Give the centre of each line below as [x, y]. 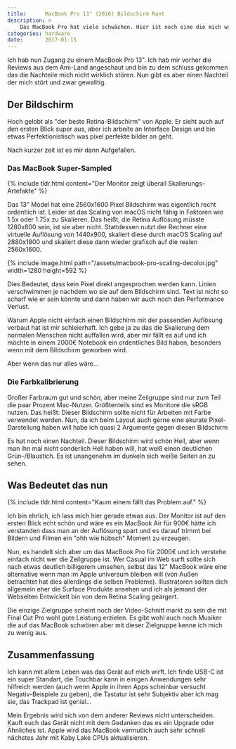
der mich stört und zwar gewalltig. [57, 82]
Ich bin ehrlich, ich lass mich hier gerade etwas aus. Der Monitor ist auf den [117, 516]
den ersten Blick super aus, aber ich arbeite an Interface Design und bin [111, 129]
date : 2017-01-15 [42, 40]
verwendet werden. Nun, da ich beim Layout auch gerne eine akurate [107, 420]
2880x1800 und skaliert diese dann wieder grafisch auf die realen [103, 242]
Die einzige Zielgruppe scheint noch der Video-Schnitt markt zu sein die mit [117, 610]
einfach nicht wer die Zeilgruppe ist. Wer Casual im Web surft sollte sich [111, 559]
